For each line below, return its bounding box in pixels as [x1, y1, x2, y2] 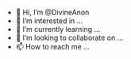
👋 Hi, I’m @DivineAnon [15, 8, 90, 17]
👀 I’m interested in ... [15, 16, 83, 26]
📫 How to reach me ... [15, 42, 90, 51]
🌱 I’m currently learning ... [15, 25, 101, 33]
